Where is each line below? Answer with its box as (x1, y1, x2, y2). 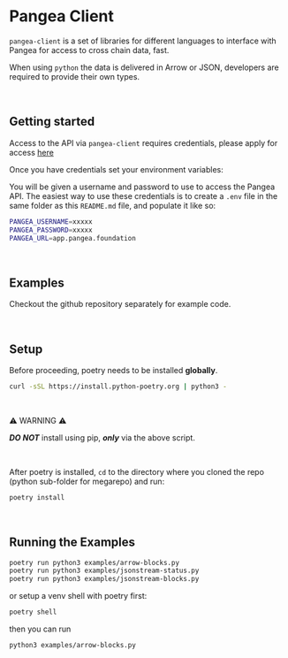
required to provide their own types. (9, 71, 140, 81)
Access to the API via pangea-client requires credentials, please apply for (9, 137, 278, 148)
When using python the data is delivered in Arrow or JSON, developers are (9, 62, 280, 73)
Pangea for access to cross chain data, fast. (9, 44, 170, 55)
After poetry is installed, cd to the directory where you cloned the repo (9, 466, 265, 477)
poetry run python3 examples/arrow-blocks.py (9, 558, 179, 567)
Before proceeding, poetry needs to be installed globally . (9, 365, 218, 375)
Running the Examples (9, 535, 135, 550)
